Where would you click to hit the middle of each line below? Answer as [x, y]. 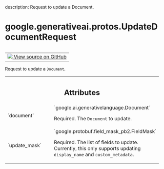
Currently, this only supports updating [97, 149]
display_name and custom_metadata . [94, 154]
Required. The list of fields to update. [96, 142]
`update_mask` [24, 146]
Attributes [82, 92]
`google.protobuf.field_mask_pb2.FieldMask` [105, 131]
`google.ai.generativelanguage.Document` [102, 108]
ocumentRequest [41, 37]
